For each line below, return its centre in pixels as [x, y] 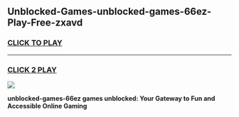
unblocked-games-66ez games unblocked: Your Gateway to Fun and [111, 98]
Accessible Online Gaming [47, 106]
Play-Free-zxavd [45, 23]
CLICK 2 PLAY [32, 69]
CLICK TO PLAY [35, 43]
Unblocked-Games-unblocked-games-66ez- [110, 12]
